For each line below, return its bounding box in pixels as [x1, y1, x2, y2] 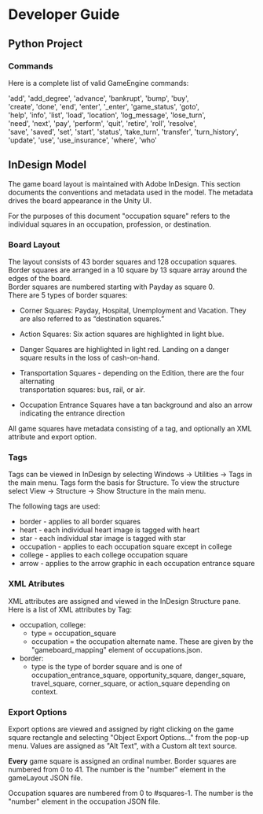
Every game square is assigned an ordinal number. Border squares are [8, 756, 237, 765]
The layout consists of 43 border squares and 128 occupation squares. [8, 257, 237, 266]
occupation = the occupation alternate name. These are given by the [31, 636, 254, 646]
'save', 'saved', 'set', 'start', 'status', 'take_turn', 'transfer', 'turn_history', [8, 127, 239, 136]
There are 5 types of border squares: [8, 290, 128, 300]
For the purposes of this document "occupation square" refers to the [8, 211, 231, 220]
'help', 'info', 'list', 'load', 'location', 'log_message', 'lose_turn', [8, 110, 206, 120]
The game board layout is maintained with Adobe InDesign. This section [8, 179, 241, 188]
